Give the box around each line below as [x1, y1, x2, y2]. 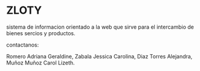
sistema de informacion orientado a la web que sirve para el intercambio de [6, 23, 195, 30]
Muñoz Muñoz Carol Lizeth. [6, 59, 75, 66]
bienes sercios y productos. [6, 29, 76, 36]
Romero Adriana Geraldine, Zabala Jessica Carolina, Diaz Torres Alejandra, [6, 53, 193, 60]
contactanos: [6, 41, 39, 48]
